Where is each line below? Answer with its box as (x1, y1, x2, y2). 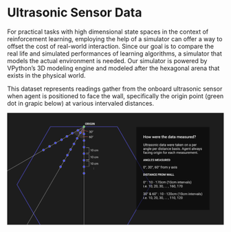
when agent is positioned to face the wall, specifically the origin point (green (7, 91, 224, 100)
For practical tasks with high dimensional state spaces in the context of (7, 27, 209, 36)
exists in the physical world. (7, 71, 86, 80)
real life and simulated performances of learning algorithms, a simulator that (7, 49, 222, 58)
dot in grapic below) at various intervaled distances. (7, 99, 155, 107)
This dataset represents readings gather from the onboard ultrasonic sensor (7, 84, 223, 93)
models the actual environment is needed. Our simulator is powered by (7, 56, 208, 65)
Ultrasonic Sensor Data (7, 5, 142, 21)
